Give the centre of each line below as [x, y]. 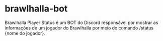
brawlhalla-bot [36, 9]
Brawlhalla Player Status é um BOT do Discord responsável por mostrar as [81, 22]
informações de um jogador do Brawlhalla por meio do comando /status [79, 27]
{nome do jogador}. [25, 33]
